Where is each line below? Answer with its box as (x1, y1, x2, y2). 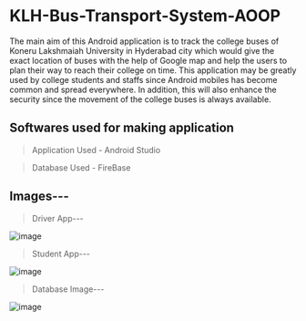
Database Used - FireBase (31, 161, 131, 173)
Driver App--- (31, 212, 84, 223)
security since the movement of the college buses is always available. (9, 93, 271, 105)
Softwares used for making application (9, 120, 235, 136)
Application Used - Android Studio (31, 144, 161, 155)
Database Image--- (31, 284, 105, 295)
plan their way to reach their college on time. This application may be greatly (9, 65, 297, 76)
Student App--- (31, 248, 91, 259)
